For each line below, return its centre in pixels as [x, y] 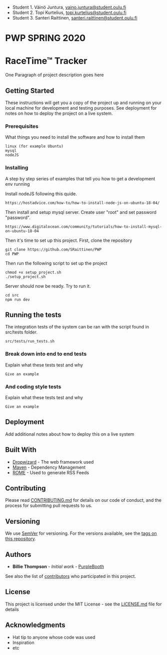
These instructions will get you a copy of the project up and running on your [83, 103]
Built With [21, 450]
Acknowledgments [35, 625]
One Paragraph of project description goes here [54, 75]
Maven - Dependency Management [49, 467]
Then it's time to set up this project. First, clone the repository [69, 240]
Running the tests [33, 315]
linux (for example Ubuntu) [34, 146]
